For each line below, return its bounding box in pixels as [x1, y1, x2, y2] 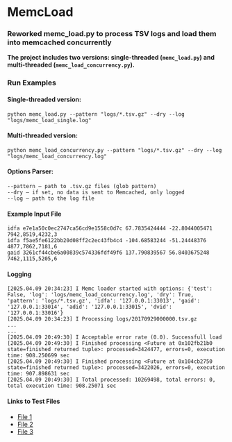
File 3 [17, 427, 33, 436]
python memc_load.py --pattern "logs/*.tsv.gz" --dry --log [7, 110, 185, 118]
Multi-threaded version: [7, 131, 78, 139]
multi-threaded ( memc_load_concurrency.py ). [7, 60, 135, 69]
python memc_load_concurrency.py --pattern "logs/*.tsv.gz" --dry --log [7, 146, 222, 153]
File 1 [17, 412, 33, 420]
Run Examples [7, 78, 57, 87]
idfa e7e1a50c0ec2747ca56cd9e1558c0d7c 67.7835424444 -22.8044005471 [7, 225, 213, 232]
